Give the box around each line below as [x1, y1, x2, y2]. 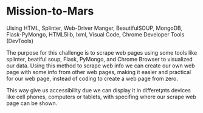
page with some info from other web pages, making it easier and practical [6, 68, 191, 75]
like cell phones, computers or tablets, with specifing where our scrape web [6, 93, 196, 100]
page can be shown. [6, 99, 58, 107]
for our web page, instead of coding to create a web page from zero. [6, 75, 178, 82]
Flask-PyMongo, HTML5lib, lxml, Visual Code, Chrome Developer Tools [6, 30, 185, 38]
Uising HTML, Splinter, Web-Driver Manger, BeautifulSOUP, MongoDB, [6, 24, 183, 32]
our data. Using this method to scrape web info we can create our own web [6, 62, 196, 69]
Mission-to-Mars [6, 4, 94, 18]
